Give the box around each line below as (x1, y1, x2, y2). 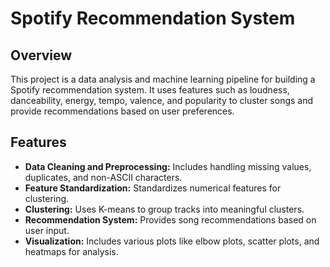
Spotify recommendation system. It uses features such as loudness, (10, 84, 290, 96)
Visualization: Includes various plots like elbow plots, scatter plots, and (24, 235, 320, 247)
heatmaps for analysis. (24, 245, 119, 257)
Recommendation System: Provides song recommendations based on (24, 213, 317, 226)
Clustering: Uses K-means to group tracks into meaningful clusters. (24, 203, 305, 215)
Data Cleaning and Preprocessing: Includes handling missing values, (24, 160, 312, 172)
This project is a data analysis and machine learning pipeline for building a (10, 73, 316, 85)
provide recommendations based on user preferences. (10, 105, 235, 117)
